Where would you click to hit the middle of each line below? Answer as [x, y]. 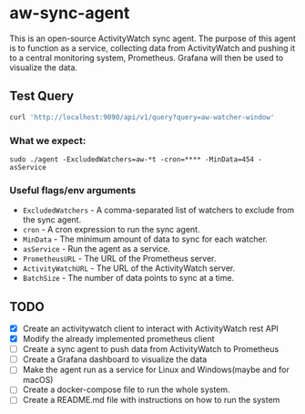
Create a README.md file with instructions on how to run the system [151, 400]
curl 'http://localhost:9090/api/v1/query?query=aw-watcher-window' [142, 117]
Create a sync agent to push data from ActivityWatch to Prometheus [151, 349]
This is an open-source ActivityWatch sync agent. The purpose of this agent [152, 38]
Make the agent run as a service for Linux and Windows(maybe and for [156, 370]
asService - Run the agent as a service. [96, 249]
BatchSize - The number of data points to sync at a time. [128, 278]
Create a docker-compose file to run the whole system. [126, 389]
